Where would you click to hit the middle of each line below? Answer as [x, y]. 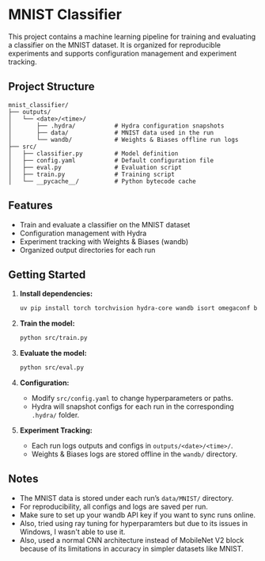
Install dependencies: [56, 294]
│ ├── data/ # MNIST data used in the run [111, 132]
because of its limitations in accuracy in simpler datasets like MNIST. [131, 548]
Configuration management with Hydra [83, 233]
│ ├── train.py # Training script [92, 174]
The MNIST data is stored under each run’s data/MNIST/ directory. [127, 498]
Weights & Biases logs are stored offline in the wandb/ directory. [134, 454]
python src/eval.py [52, 368]
